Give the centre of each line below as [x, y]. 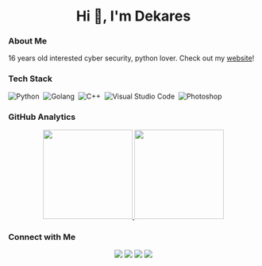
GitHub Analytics [42, 117]
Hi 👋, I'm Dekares [133, 16]
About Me [28, 41]
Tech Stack [31, 79]
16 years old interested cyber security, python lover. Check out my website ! [131, 58]
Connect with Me [42, 237]
